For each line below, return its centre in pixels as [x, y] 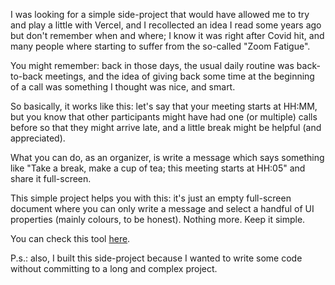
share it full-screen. [51, 178]
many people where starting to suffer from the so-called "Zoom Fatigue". [160, 46]
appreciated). [38, 138]
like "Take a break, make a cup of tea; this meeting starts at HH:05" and [158, 168]
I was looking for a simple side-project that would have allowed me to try [160, 14]
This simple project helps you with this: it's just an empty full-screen [151, 198]
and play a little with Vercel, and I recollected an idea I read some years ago [166, 25]
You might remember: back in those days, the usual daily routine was [152, 65]
